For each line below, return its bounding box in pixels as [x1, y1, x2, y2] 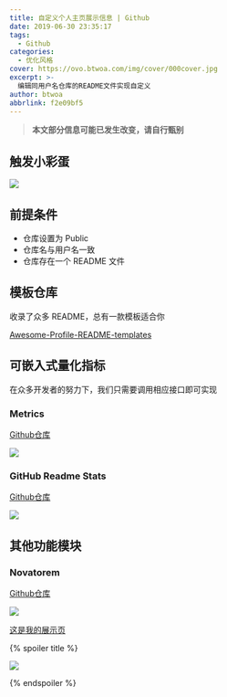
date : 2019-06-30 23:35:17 [9, 22, 112, 31]
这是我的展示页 [9, 624, 66, 635]
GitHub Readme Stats [9, 470, 107, 482]
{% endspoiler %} [9, 677, 77, 688]
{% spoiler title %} [9, 642, 78, 653]
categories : [9, 48, 55, 57]
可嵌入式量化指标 [9, 358, 106, 374]
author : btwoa [9, 90, 64, 99]
